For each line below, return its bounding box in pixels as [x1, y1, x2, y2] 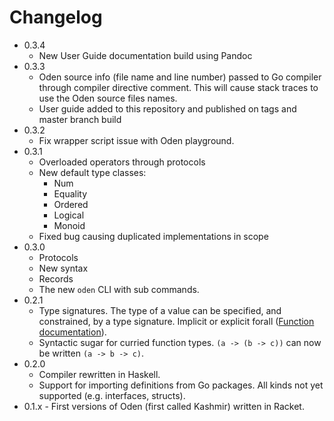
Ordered [53, 198, 89, 210]
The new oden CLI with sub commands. [38, 283, 200, 295]
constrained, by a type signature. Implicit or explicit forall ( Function [38, 315, 315, 327]
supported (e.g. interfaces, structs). [38, 389, 186, 401]
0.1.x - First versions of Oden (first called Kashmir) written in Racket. [23, 400, 305, 412]
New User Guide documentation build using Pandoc [38, 49, 253, 61]
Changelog [9, 6, 103, 29]
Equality [53, 187, 88, 200]
